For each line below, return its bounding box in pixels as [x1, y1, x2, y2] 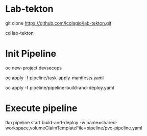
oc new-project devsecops [5, 64, 62, 71]
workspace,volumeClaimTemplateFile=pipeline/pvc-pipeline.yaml [5, 125, 143, 131]
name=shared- [86, 119, 118, 125]
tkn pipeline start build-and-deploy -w [5, 119, 86, 125]
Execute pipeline [5, 103, 78, 114]
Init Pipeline [5, 48, 57, 59]
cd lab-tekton [5, 30, 34, 36]
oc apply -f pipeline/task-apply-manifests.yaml [5, 75, 104, 81]
